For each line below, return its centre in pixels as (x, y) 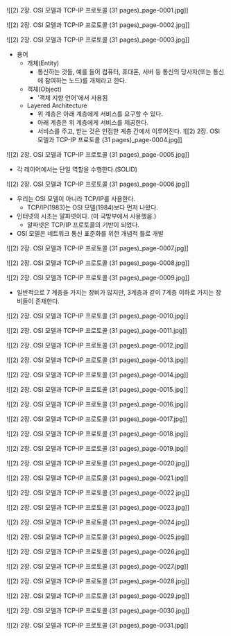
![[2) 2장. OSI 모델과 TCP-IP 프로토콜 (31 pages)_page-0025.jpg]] (98, 537)
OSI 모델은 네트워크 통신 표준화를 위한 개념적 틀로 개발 (90, 233)
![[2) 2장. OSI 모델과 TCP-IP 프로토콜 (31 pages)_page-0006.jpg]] (98, 184)
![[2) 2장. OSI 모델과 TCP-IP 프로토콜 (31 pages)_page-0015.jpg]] (97, 389)
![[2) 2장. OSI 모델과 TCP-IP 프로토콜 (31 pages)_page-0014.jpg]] (97, 375)
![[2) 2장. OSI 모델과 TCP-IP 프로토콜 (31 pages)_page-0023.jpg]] (98, 507)
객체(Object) (44, 89)
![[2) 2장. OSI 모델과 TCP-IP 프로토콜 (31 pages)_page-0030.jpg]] (98, 610)
